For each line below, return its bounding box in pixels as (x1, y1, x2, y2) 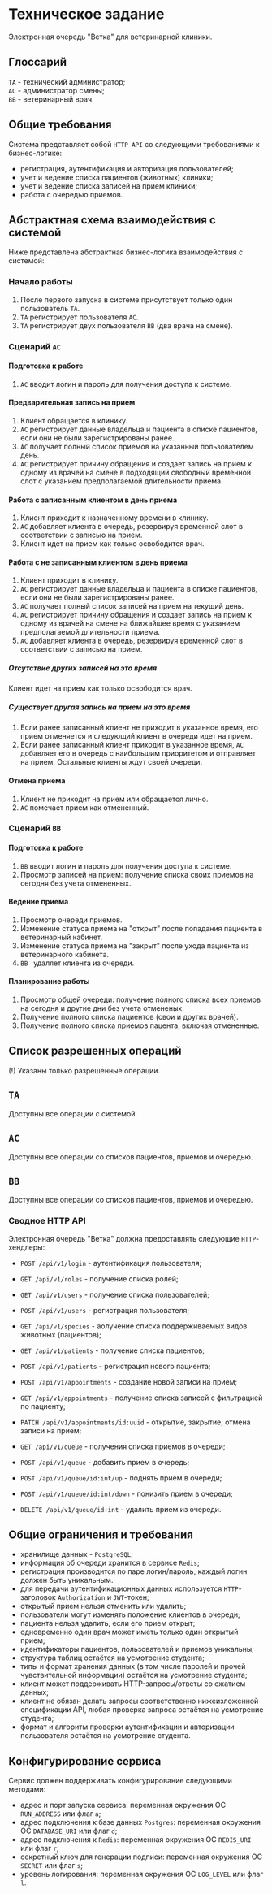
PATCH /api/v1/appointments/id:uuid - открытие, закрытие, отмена (19, 1417, 251, 1427)
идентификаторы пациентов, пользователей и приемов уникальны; (19, 1645, 254, 1654)
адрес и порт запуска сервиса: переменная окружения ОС (19, 1801, 227, 1810)
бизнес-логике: (8, 148, 63, 158)
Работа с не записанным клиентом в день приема (8, 557, 188, 567)
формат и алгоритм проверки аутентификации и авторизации (19, 1722, 235, 1731)
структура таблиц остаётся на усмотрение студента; (19, 1653, 205, 1662)
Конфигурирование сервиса (8, 1754, 162, 1768)
